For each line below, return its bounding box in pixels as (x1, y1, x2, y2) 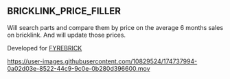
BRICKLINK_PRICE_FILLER (7, 5, 122, 17)
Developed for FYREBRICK (7, 44, 82, 52)
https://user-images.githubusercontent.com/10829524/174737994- (7, 57, 198, 65)
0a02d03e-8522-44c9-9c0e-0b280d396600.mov (7, 64, 150, 72)
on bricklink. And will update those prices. (7, 31, 126, 39)
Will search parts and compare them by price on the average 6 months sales (7, 23, 224, 31)
